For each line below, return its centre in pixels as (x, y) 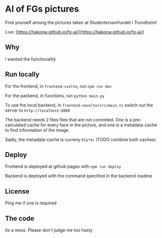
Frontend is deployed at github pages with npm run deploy (63, 166)
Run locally (22, 74)
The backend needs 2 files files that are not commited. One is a (69, 119)
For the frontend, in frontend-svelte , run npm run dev (58, 86)
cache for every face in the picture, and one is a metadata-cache (92, 125)
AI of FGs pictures (42, 9)
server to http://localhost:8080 (38, 110)
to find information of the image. (37, 130)
